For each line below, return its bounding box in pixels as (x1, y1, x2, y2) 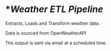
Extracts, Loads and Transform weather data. (5, 20, 100, 26)
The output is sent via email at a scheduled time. (5, 39, 107, 46)
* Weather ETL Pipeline (5, 4, 103, 15)
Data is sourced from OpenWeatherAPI (5, 30, 87, 36)
